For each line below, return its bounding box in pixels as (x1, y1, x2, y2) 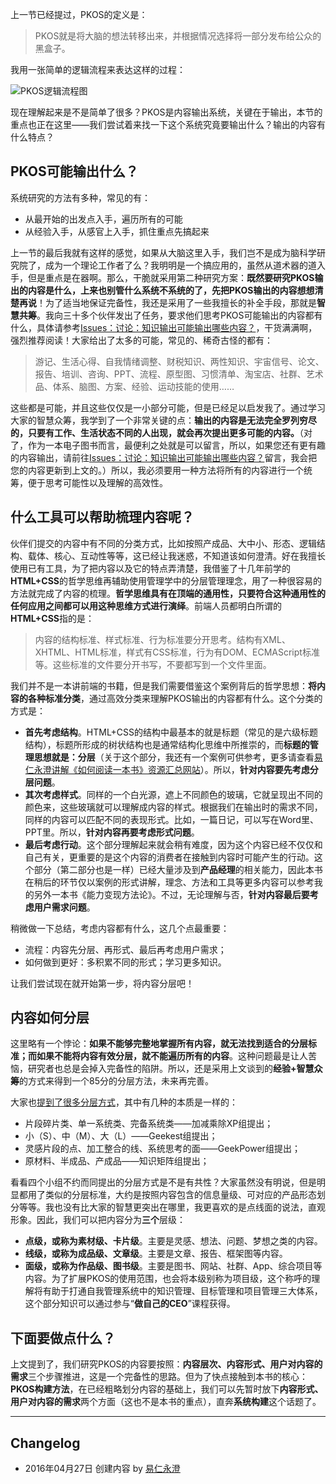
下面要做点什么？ (10, 1329, 116, 1347)
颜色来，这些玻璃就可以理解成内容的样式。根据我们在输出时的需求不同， (24, 801, 323, 813)
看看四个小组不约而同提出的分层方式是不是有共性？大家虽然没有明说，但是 (10, 1176, 317, 1188)
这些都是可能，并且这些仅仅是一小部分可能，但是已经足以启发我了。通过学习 (10, 401, 326, 413)
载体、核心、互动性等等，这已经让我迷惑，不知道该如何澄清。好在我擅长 (27, 549, 326, 562)
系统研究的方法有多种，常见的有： (10, 191, 151, 203)
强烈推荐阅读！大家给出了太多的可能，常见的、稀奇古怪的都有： (10, 334, 273, 346)
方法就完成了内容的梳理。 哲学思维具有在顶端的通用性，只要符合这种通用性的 (10, 587, 326, 599)
